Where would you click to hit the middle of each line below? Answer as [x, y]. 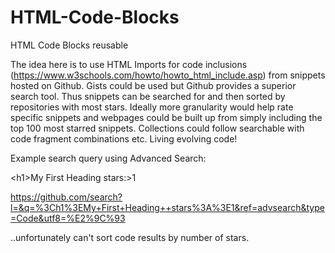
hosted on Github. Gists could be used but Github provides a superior [153, 85]
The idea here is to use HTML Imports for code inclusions [129, 64]
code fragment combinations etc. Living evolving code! [124, 138]
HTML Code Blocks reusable [69, 45]
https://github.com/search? [66, 197]
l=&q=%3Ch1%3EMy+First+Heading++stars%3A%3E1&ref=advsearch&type [167, 207]
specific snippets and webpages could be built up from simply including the [166, 117]
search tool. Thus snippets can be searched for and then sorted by [148, 96]
